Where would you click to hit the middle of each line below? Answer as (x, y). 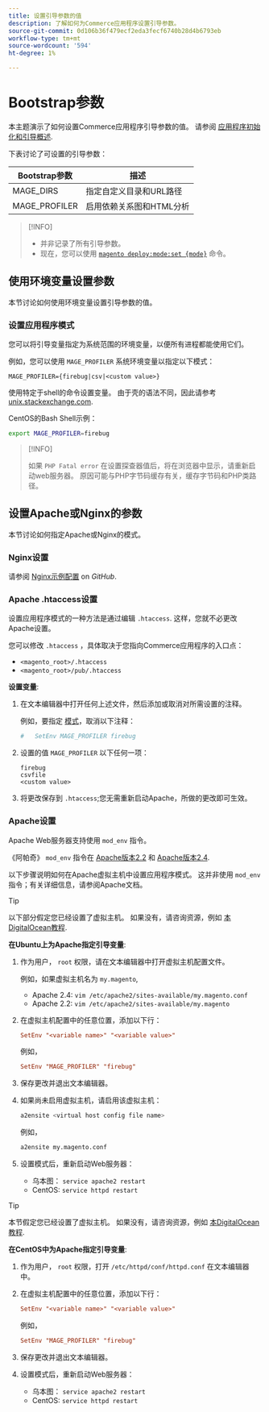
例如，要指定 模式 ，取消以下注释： (77, 721)
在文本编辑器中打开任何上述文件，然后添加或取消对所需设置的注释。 (133, 704)
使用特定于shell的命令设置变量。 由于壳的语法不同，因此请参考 (112, 392)
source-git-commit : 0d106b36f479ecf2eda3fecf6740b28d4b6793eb (115, 31)
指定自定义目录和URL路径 (134, 191)
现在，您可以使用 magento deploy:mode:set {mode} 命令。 (135, 253)
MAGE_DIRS (35, 190)
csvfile (33, 775)
